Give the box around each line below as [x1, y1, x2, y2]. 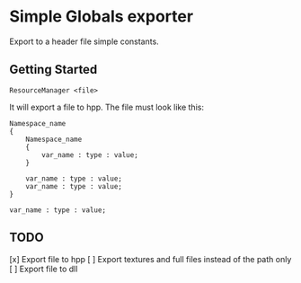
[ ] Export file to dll [9, 263, 78, 274]
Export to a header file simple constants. [9, 36, 159, 47]
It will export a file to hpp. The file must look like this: [9, 102, 205, 112]
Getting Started [9, 62, 98, 77]
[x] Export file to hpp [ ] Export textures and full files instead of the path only [9, 253, 292, 264]
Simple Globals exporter [9, 6, 194, 27]
